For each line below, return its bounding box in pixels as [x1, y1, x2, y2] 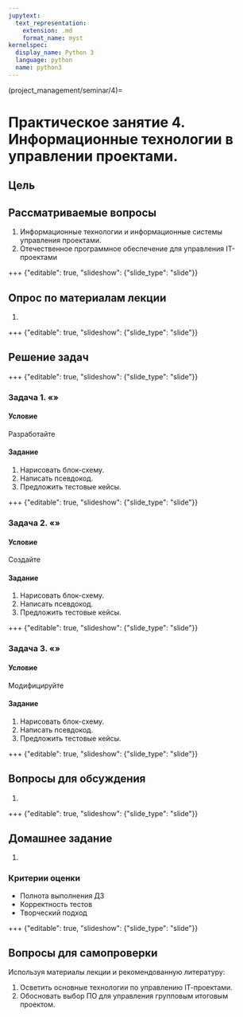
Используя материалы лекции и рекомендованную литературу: [8, 968, 226, 977]
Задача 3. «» [8, 643, 61, 654]
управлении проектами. [8, 147, 179, 165]
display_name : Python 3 [15, 49, 94, 57]
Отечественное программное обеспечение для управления [19, 244, 225, 253]
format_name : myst [22, 33, 83, 42]
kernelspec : [8, 41, 48, 49]
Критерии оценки [8, 873, 81, 884]
